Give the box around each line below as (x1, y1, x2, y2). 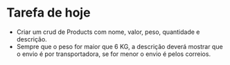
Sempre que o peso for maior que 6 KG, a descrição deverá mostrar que (16, 42, 223, 50)
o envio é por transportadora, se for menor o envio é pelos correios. (16, 50, 211, 58)
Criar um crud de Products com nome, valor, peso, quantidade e (16, 28, 200, 36)
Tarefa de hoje (6, 5, 91, 21)
